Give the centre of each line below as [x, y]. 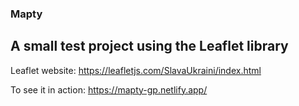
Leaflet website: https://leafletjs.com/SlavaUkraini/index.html [136, 70]
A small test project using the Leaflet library [149, 46]
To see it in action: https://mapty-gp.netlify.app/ [109, 89]
